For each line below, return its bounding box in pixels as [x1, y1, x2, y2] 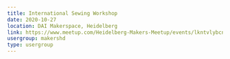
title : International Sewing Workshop [7, 9, 118, 17]
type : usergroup [7, 41, 53, 48]
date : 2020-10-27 [7, 16, 57, 23]
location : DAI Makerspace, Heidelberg [7, 22, 118, 29]
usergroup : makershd [7, 35, 66, 42]
